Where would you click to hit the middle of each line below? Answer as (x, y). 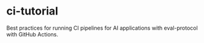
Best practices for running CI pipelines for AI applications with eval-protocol (102, 28)
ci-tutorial (32, 11)
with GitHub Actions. (32, 34)
